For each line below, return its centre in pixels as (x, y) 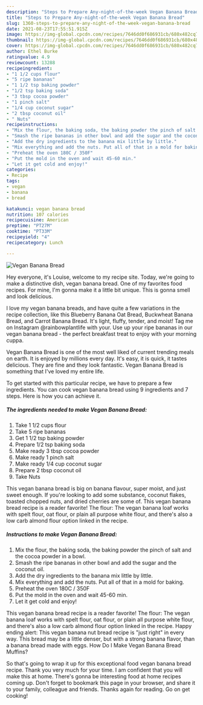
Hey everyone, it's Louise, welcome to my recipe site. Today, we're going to (100, 277)
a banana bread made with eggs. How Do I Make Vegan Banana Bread (94, 645)
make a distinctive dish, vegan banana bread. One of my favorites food (94, 283)
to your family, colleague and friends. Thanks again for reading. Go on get (98, 689)
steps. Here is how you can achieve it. (53, 396)
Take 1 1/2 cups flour (40, 425)
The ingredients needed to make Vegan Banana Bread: (77, 410)
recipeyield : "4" (28, 237)
